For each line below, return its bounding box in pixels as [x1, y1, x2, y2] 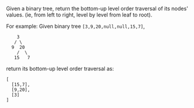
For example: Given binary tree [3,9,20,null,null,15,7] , [6, 23, 145, 30]
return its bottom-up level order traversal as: [6, 65, 114, 72]
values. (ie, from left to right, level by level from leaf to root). [6, 11, 153, 18]
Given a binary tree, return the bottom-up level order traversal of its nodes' [6, 5, 189, 12]
